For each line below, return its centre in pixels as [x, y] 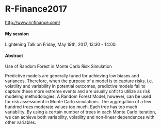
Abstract [14, 55]
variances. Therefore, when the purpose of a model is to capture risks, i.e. [79, 81]
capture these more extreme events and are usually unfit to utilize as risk [78, 92]
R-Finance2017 [36, 9]
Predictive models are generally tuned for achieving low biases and [72, 76]
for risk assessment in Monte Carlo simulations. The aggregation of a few [78, 102]
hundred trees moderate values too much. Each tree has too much [71, 107]
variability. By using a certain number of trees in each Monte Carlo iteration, [80, 112]
